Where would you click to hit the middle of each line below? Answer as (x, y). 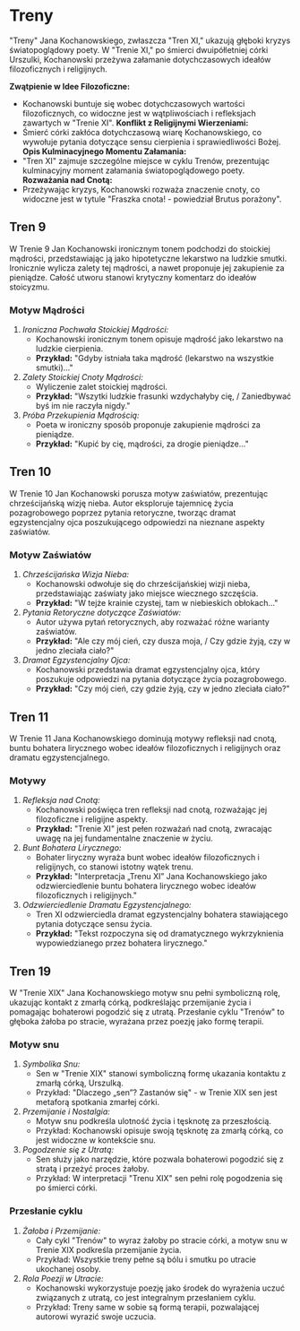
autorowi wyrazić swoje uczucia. (96, 1316)
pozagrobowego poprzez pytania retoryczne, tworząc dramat (123, 513)
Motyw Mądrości (47, 310)
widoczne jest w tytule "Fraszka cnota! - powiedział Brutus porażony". (152, 199)
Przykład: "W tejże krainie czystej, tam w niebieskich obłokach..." (157, 603)
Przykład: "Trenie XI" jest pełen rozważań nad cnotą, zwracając (154, 829)
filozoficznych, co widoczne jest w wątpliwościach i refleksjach (139, 113)
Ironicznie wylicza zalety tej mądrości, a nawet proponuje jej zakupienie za (147, 268)
